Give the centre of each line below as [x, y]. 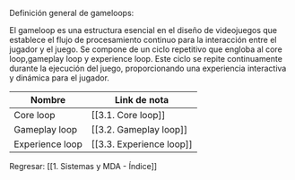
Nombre [48, 100]
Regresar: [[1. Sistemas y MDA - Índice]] [83, 166]
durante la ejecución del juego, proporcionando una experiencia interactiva [148, 68]
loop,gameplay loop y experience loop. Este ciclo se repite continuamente [146, 59]
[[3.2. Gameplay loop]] [139, 129]
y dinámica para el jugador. [60, 78]
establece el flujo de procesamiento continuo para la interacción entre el [143, 40]
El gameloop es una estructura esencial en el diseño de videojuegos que [143, 30]
